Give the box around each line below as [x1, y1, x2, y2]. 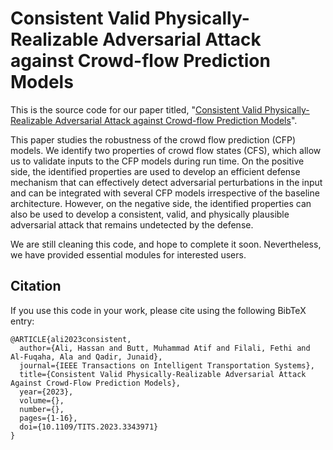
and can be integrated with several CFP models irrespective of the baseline [10, 187, 320, 199]
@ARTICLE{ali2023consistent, [10, 334, 132, 344]
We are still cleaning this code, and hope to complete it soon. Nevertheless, [10, 238, 322, 250]
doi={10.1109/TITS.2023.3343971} [19, 422, 159, 432]
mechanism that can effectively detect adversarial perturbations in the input [10, 176, 323, 188]
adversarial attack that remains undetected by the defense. [10, 218, 254, 231]
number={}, [19, 404, 65, 414]
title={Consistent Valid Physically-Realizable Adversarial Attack [19, 369, 307, 379]
